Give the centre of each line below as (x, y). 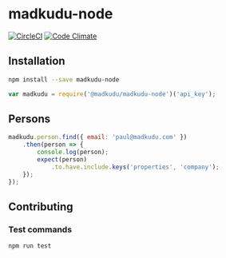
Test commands (40, 229)
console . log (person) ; (73, 153)
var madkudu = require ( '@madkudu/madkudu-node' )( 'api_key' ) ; (112, 94)
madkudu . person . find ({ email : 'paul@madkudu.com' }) (98, 137)
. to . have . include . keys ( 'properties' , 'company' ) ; (135, 167)
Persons (29, 119)
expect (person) (62, 159)
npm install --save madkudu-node (64, 79)
